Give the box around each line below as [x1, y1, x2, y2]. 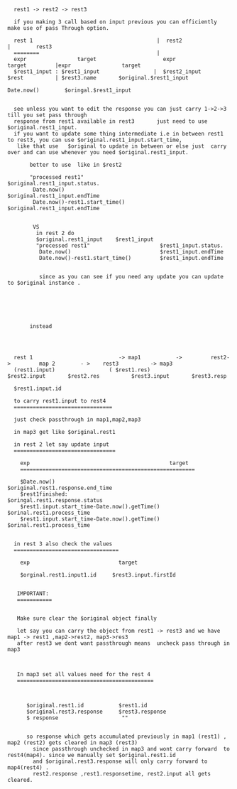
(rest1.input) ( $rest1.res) [13, 366, 151, 374]
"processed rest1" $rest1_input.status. [35, 242, 224, 249]
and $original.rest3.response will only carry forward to [33, 758, 208, 765]
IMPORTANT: [16, 590, 50, 597]
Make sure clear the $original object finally [16, 615, 158, 622]
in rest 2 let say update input [13, 441, 110, 448]
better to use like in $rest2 [29, 161, 122, 168]
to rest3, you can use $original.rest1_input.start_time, [7, 136, 182, 143]
